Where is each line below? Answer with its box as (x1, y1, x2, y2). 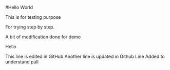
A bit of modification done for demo (5, 34, 81, 40)
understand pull (5, 59, 39, 65)
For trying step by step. (5, 24, 55, 30)
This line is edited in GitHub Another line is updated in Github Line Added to (5, 53, 165, 59)
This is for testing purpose (5, 14, 61, 20)
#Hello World (5, 5, 33, 10)
